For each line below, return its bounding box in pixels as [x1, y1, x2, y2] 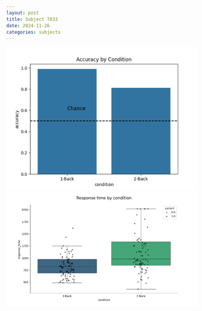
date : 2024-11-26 [6, 22, 50, 28]
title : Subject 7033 [6, 16, 59, 22]
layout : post [6, 10, 39, 16]
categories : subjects [6, 29, 61, 35]
